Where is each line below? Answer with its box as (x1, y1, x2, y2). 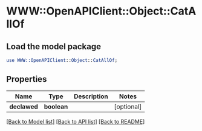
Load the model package (6, 41, 102, 52)
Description (73, 92, 109, 101)
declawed (9, 102, 38, 110)
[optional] (114, 102, 142, 110)
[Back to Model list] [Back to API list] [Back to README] (6, 118, 145, 125)
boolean (44, 102, 68, 110)
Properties (6, 74, 47, 84)
